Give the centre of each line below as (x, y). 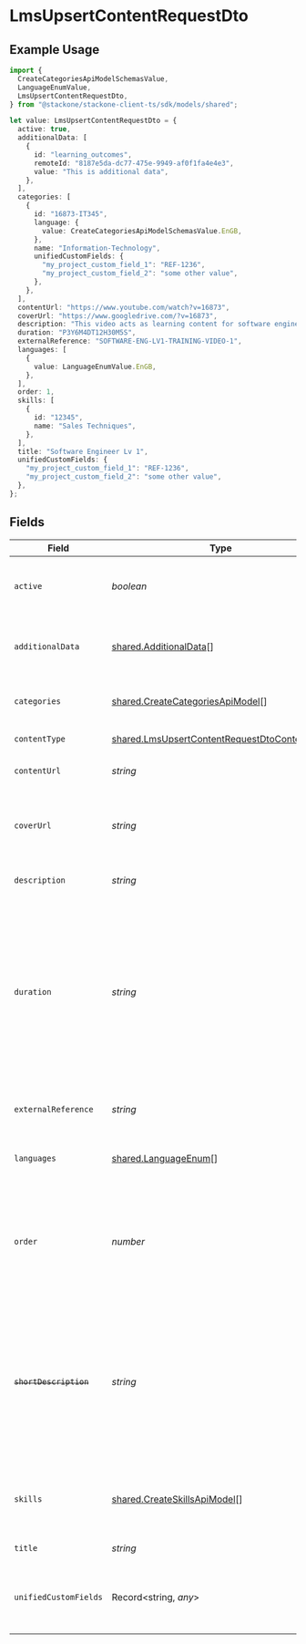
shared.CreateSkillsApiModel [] (177, 1499)
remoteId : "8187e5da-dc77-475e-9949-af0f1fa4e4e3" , (133, 163)
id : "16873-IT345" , (70, 214)
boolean (129, 586)
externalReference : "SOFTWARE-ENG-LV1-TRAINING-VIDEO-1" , (130, 341)
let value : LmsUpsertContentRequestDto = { (93, 121)
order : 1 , (36, 392)
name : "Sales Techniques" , (85, 426)
